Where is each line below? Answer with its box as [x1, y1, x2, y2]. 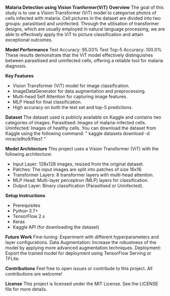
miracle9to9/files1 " [5, 136, 46, 142]
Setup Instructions [5, 193, 46, 198]
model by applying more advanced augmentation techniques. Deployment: [5, 245, 161, 251]
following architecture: [5, 151, 52, 157]
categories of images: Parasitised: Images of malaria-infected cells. [5, 120, 146, 125]
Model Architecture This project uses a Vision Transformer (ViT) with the [5, 146, 159, 152]
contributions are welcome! [5, 271, 62, 277]
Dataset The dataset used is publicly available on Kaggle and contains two [5, 114, 161, 120]
